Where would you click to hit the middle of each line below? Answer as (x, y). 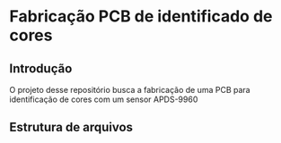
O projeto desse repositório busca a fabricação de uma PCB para (130, 90)
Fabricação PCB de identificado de (141, 17)
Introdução (41, 68)
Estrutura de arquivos (71, 127)
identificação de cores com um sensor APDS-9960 (104, 99)
